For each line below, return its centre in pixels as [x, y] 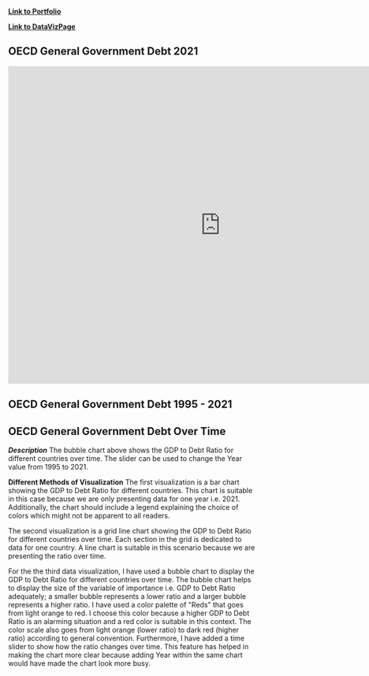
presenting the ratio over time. [57, 556]
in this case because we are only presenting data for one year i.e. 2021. [124, 499]
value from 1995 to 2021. [48, 467]
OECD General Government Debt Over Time [117, 431]
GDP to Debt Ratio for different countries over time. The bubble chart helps [130, 580]
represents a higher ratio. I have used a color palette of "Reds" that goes [126, 605]
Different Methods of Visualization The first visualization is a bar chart [124, 482]
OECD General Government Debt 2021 [103, 52]
